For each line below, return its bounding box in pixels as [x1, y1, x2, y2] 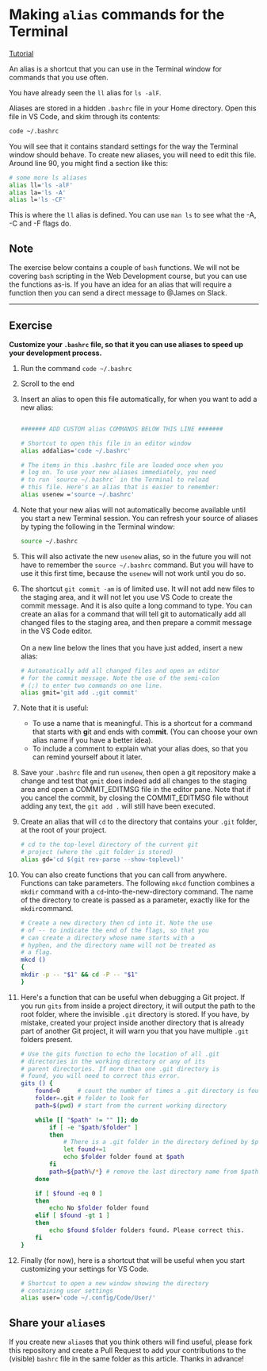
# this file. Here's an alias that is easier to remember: [20, 483, 220, 492]
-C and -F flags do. [9, 218, 72, 228]
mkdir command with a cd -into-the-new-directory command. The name [20, 886, 254, 896]
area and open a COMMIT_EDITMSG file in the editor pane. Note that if [20, 785, 252, 794]
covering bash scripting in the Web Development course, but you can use [9, 272, 248, 281]
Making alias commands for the [9, 6, 225, 24]
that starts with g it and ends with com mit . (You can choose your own [32, 727, 258, 736]
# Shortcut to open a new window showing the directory [20, 1279, 209, 1288]
